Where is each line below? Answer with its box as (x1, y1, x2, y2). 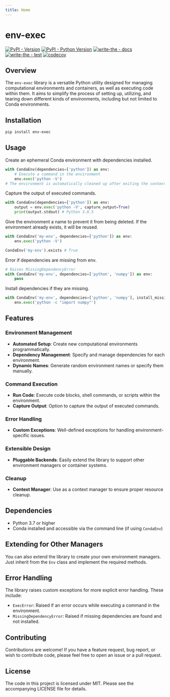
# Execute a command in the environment (14, 171, 101, 177)
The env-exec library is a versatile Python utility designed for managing (5, 80, 153, 86)
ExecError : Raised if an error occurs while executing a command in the (12, 603, 160, 609)
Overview (5, 66, 37, 75)
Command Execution (5, 381, 58, 388)
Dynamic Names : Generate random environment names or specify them (12, 362, 163, 368)
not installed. (12, 618, 40, 625)
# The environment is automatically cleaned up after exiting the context (5, 181, 166, 186)
